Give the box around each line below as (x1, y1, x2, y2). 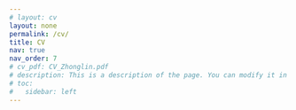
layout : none (9, 21, 58, 30)
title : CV (9, 37, 46, 47)
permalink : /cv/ (9, 29, 69, 38)
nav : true (9, 46, 46, 55)
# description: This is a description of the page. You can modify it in (9, 71, 288, 80)
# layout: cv (9, 12, 58, 22)
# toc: (9, 79, 34, 88)
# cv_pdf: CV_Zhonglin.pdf (9, 63, 109, 72)
